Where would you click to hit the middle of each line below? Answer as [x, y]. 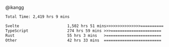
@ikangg [15, 7]
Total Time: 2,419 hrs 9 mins [38, 17]
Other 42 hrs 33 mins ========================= [83, 40]
